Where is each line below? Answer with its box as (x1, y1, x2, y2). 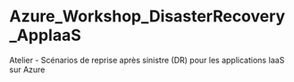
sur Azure (9, 64, 46, 75)
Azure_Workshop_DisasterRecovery (9, 6, 286, 27)
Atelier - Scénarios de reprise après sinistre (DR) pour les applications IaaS (9, 54, 285, 65)
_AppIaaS (9, 25, 82, 45)
